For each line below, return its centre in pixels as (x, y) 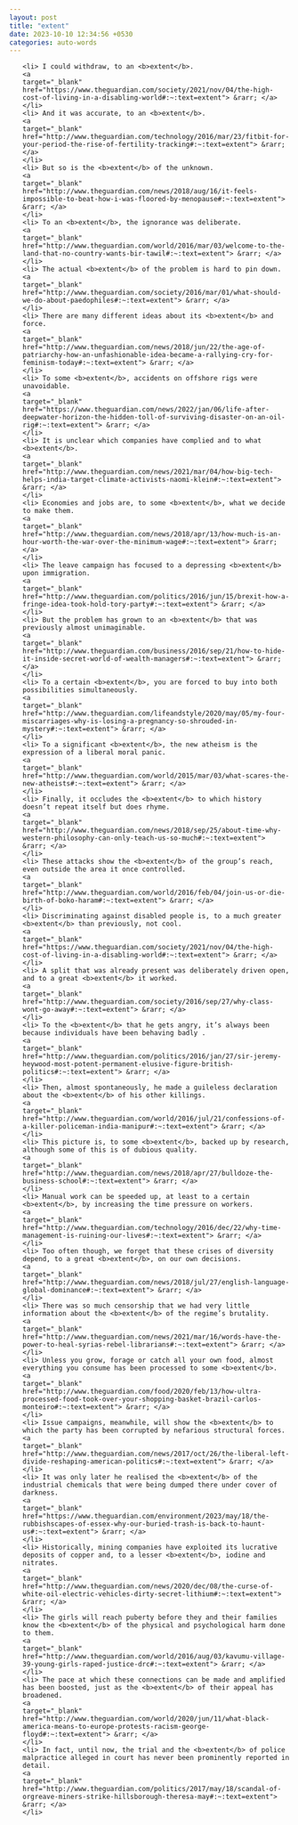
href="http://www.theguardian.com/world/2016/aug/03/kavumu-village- (154, 1657)
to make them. (48, 511)
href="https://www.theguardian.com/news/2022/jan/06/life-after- (145, 410)
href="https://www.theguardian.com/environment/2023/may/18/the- (145, 1516)
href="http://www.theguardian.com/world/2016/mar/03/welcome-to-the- (154, 246)
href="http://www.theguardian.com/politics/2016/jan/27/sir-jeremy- (152, 1056)
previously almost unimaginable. (84, 628)
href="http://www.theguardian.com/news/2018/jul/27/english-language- (156, 1283)
